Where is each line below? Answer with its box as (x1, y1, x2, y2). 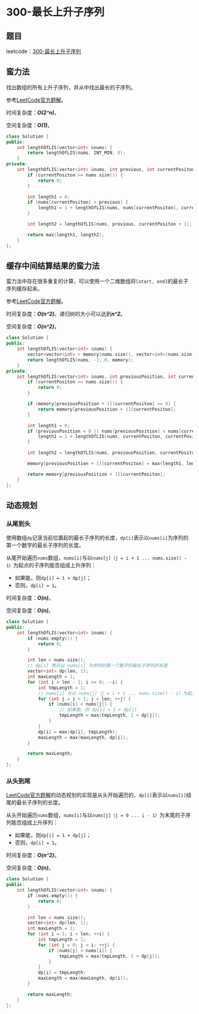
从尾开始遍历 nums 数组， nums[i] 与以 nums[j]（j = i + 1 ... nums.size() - (6, 554, 188, 561)
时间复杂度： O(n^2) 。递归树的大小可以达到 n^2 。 (6, 310, 126, 318)
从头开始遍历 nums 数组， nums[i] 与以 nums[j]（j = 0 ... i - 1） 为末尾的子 (6, 811, 186, 819)
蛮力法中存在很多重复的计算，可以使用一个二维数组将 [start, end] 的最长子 (6, 277, 188, 285)
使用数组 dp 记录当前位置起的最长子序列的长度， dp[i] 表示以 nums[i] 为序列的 (6, 534, 189, 541)
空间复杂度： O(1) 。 (6, 121, 53, 128)
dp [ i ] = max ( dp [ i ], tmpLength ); (37, 729, 118, 735)
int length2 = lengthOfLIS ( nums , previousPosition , (27, 450, 158, 456)
